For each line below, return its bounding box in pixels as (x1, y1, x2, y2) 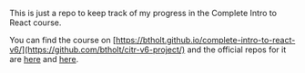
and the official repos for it (187, 44, 287, 55)
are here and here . (9, 54, 79, 64)
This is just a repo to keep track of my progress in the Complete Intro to (9, 8, 278, 18)
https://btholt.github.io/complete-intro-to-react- (115, 35, 296, 45)
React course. (9, 17, 62, 28)
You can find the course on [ (9, 35, 117, 45)
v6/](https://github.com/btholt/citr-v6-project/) (9, 44, 186, 55)
